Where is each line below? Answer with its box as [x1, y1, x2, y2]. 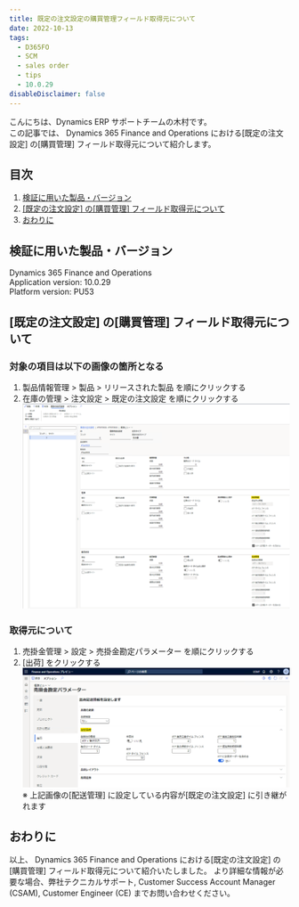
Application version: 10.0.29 [9, 277, 111, 288]
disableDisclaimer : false [9, 89, 105, 98]
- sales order [17, 61, 69, 70]
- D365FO [17, 43, 50, 52]
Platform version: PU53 [9, 286, 95, 298]
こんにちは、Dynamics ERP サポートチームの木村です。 [9, 116, 212, 127]
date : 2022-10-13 [9, 23, 74, 33]
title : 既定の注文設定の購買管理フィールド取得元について [9, 14, 196, 23]
